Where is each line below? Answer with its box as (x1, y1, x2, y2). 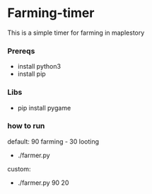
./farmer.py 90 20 (17, 178, 69, 187)
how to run (7, 121, 45, 131)
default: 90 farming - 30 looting (7, 137, 99, 146)
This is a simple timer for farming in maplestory (7, 28, 145, 37)
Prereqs (7, 46, 35, 56)
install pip (17, 69, 46, 79)
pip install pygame (17, 103, 71, 112)
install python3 (17, 62, 62, 71)
